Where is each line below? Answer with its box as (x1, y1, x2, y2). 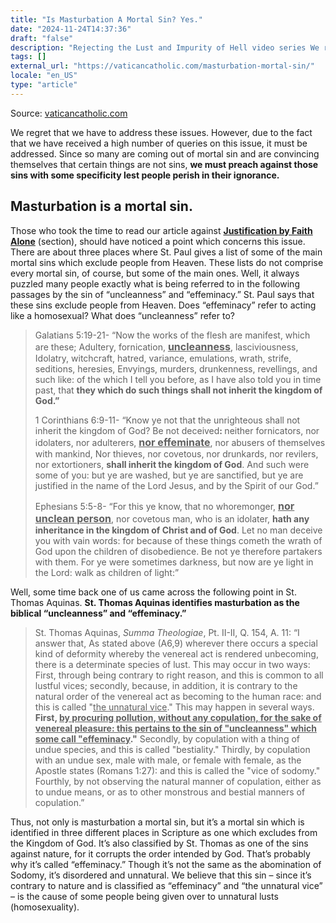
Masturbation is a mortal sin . (10, 198, 193, 215)
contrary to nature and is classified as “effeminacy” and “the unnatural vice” (10, 879, 323, 891)
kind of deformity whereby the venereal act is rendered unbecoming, (34, 647, 319, 660)
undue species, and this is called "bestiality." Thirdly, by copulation (34, 743, 311, 755)
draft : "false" (10, 33, 74, 43)
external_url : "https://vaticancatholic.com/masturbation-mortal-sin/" (10, 61, 315, 71)
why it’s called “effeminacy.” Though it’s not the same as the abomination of (10, 858, 322, 870)
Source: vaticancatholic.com (10, 107, 128, 119)
